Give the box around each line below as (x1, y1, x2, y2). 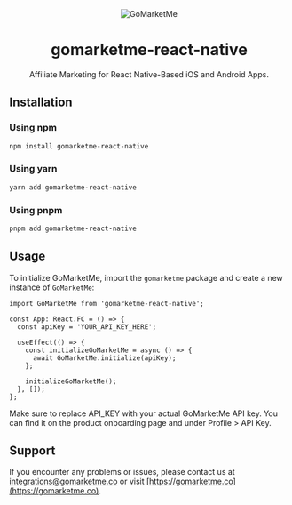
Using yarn (9, 163, 58, 175)
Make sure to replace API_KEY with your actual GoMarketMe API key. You (9, 408, 278, 419)
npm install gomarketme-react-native (9, 141, 149, 150)
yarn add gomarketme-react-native (9, 182, 138, 192)
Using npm (9, 122, 58, 134)
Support (9, 444, 56, 459)
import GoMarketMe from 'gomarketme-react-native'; (9, 299, 204, 308)
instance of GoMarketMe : (9, 282, 95, 293)
